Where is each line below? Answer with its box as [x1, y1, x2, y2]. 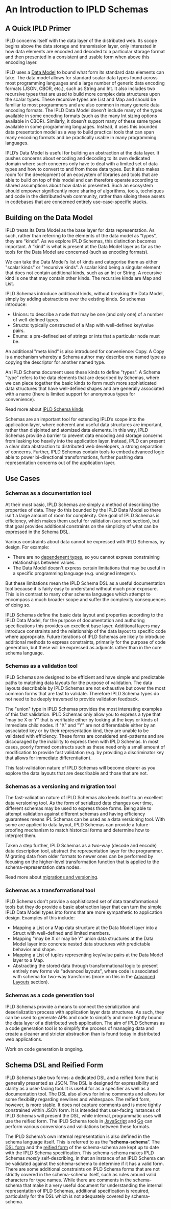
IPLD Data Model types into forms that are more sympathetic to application [5, 909, 162, 915]
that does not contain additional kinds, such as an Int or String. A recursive [5, 270, 162, 276]
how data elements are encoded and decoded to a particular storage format [5, 49, 165, 54]
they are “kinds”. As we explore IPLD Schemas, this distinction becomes [5, 238, 157, 244]
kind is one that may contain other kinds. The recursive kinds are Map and [5, 275, 161, 281]
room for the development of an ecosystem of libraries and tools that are [5, 171, 158, 178]
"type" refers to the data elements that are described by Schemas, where [5, 375, 160, 381]
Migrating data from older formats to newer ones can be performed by [5, 853, 154, 860]
